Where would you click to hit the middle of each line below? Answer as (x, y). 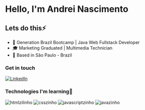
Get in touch (20, 68)
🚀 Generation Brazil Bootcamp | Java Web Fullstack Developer (76, 42)
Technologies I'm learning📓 (39, 92)
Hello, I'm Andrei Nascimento (67, 9)
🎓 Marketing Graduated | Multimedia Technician (62, 48)
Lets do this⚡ (26, 28)
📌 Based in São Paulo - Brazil (42, 55)
